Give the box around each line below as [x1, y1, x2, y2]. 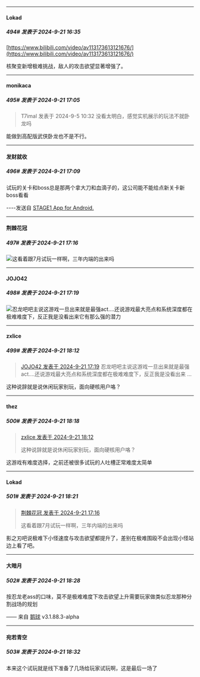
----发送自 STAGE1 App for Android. [6, 204, 94, 211]
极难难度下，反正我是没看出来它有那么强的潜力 [6, 313, 121, 320]
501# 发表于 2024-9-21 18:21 [6, 493, 79, 500]
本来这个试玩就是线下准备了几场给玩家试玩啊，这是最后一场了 [6, 664, 158, 672]
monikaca [6, 82, 32, 89]
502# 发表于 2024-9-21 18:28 [6, 577, 80, 584]
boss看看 [6, 191, 29, 199]
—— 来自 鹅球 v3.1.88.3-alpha [6, 613, 79, 620]
